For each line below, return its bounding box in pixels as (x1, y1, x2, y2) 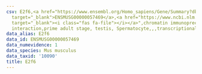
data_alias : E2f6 (6, 31, 50, 37)
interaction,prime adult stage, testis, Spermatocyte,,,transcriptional (11, 25, 198, 32)
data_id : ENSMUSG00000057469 (6, 36, 79, 42)
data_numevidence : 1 (6, 42, 58, 48)
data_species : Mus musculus (6, 48, 77, 54)
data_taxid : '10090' (6, 53, 58, 59)
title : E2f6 (6, 58, 36, 64)
